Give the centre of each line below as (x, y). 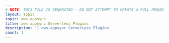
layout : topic (20, 14)
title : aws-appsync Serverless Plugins (47, 23)
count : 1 (14, 33)
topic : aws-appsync (26, 19)
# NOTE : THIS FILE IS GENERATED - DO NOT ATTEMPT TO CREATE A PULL (77, 10)
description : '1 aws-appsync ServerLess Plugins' (58, 28)
